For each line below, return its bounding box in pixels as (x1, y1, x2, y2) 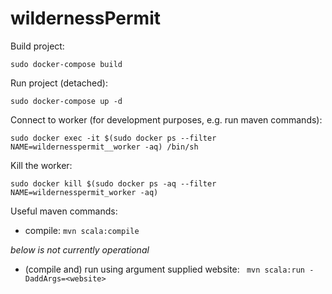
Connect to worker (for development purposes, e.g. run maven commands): (10, 113, 323, 126)
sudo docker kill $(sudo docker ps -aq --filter (10, 178, 217, 189)
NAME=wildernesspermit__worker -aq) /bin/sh (10, 142, 199, 152)
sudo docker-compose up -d (10, 96, 123, 106)
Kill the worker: (10, 159, 73, 171)
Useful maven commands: (10, 205, 118, 217)
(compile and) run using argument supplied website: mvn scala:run (24, 263, 305, 275)
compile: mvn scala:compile (24, 224, 140, 236)
